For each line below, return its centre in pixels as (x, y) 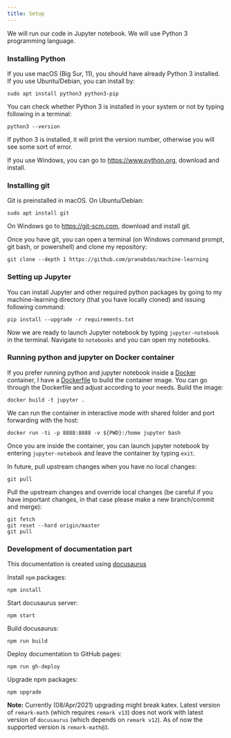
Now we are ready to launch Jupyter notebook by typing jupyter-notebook (113, 332)
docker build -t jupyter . (46, 400)
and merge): (25, 507)
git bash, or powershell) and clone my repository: (77, 247)
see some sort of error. (40, 147)
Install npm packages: (37, 577)
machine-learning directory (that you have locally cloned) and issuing (106, 299)
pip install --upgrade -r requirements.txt (71, 319)
